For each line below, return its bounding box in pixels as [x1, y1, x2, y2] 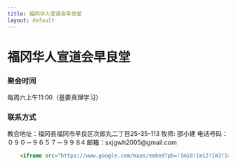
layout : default [7, 17, 55, 24]
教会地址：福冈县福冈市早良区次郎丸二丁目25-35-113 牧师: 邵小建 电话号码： [7, 130, 228, 138]
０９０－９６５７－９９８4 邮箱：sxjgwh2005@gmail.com [7, 138, 177, 147]
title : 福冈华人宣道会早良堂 [7, 10, 82, 18]
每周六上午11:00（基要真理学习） [7, 92, 103, 102]
